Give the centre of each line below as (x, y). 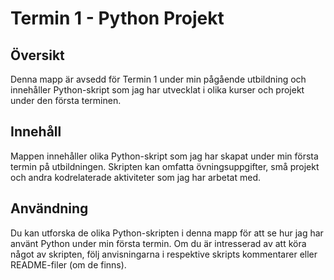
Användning (49, 208)
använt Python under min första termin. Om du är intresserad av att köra (158, 243)
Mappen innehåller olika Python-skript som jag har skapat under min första (164, 156)
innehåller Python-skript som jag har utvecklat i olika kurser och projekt (157, 90)
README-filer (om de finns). (68, 264)
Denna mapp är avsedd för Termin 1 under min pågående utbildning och (158, 79)
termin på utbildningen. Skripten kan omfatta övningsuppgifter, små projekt (165, 166)
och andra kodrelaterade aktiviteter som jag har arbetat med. (136, 177)
